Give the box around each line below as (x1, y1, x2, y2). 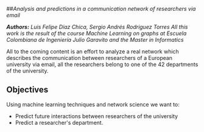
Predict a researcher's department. (15, 119, 104, 126)
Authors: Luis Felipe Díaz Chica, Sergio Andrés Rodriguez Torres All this (6, 24, 188, 30)
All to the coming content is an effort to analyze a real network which (6, 48, 180, 55)
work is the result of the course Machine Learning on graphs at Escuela (6, 30, 187, 37)
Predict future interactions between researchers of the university (15, 112, 178, 120)
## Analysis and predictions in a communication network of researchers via (6, 5, 196, 12)
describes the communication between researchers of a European (6, 54, 172, 61)
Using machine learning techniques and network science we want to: (6, 101, 180, 108)
